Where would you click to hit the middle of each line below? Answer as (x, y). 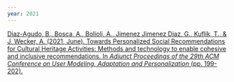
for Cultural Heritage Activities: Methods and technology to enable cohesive (117, 48)
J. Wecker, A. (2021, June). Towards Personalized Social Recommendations (116, 41)
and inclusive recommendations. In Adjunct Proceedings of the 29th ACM (113, 56)
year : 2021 (23, 14)
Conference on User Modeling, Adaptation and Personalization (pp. (105, 63)
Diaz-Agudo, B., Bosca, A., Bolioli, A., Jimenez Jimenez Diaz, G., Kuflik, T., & (117, 34)
